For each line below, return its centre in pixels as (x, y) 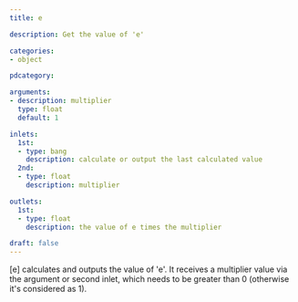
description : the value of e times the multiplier (124, 227)
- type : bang (42, 151)
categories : (32, 51)
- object (26, 59)
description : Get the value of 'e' (77, 34)
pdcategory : (32, 76)
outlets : (26, 202)
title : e (26, 18)
